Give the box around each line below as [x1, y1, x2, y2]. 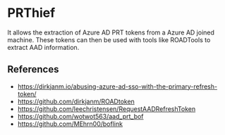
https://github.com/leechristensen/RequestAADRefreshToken [17, 104, 196, 113]
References [7, 63, 59, 75]
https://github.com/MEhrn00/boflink [17, 120, 123, 128]
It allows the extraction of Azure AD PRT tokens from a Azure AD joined [7, 28, 215, 37]
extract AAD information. [7, 43, 80, 51]
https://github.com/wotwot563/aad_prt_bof [17, 112, 144, 120]
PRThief [7, 5, 56, 21]
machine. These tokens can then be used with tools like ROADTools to [7, 35, 211, 44]
